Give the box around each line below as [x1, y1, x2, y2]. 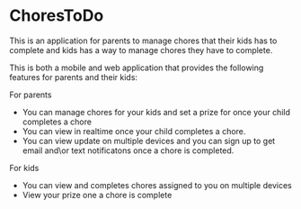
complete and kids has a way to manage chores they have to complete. [9, 44, 273, 55]
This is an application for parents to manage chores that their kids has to [9, 35, 278, 46]
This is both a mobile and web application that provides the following [9, 62, 264, 73]
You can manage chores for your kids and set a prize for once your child [22, 106, 290, 117]
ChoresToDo [9, 5, 104, 26]
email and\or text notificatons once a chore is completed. [22, 145, 235, 156]
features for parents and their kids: [9, 71, 137, 82]
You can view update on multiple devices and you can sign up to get [22, 135, 276, 146]
